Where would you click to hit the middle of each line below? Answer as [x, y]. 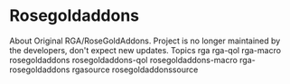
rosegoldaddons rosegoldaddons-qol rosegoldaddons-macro [123, 60]
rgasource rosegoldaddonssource [135, 70]
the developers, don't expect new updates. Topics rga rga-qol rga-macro [145, 50]
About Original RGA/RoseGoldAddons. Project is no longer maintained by [145, 41]
